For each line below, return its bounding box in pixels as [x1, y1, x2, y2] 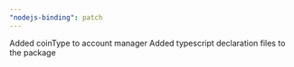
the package [9, 46, 56, 58]
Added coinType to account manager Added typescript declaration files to [9, 38, 286, 48]
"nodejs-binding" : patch [9, 13, 103, 22]
